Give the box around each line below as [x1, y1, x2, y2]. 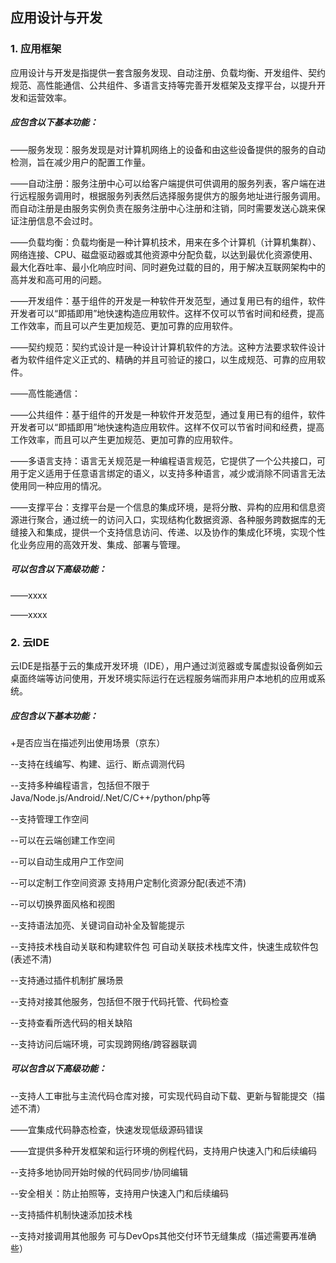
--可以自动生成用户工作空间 [10, 855, 124, 867]
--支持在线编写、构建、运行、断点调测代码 [10, 758, 185, 770]
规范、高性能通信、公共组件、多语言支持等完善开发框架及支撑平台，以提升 [10, 79, 317, 91]
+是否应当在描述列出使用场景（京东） [10, 736, 166, 748]
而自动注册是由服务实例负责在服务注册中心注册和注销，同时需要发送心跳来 [10, 202, 317, 214]
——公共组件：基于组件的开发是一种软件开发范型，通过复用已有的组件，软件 [10, 408, 326, 420]
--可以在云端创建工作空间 [10, 834, 115, 846]
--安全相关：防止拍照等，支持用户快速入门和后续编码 [10, 1187, 229, 1199]
